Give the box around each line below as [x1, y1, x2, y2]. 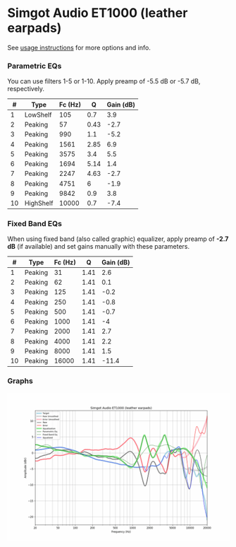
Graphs [7, 376, 33, 386]
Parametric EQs [7, 61, 62, 71]
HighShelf [24, 199, 54, 208]
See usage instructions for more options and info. [7, 43, 151, 52]
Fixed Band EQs [7, 218, 62, 228]
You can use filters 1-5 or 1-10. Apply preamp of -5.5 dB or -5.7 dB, [7, 77, 201, 86]
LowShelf [24, 110, 52, 119]
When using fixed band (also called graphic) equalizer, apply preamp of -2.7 [7, 235, 229, 243]
